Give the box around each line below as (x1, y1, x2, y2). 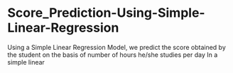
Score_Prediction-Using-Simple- (7, 5, 205, 21)
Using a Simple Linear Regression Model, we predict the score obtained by (7, 43, 226, 51)
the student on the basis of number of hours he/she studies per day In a (7, 51, 218, 59)
